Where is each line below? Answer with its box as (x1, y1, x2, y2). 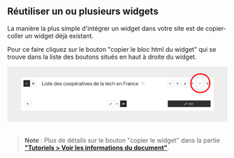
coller (7, 31, 24, 40)
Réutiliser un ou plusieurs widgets (7, 6, 159, 17)
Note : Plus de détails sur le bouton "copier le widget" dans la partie (24, 136, 221, 144)
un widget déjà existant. (24, 31, 94, 40)
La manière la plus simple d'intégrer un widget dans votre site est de (7, 24, 204, 32)
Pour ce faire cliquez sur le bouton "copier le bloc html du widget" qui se (7, 45, 217, 53)
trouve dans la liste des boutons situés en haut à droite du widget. (7, 52, 197, 61)
